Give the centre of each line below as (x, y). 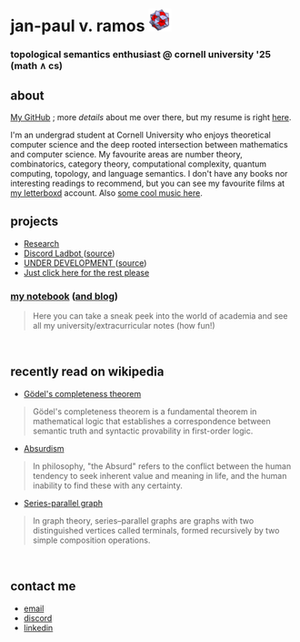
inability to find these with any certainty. (107, 485)
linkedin (38, 627)
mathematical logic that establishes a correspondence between (151, 421)
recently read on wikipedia (87, 372)
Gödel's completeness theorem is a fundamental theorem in (145, 411)
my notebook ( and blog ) (65, 296)
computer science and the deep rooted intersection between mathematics (150, 144)
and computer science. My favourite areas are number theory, (127, 154)
